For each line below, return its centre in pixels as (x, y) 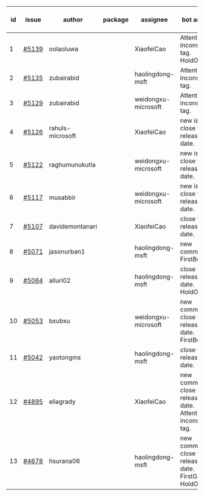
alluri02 (60, 281)
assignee (154, 19)
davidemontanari (73, 226)
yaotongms (65, 357)
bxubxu (59, 321)
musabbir (62, 197)
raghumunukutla (72, 165)
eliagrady (62, 402)
